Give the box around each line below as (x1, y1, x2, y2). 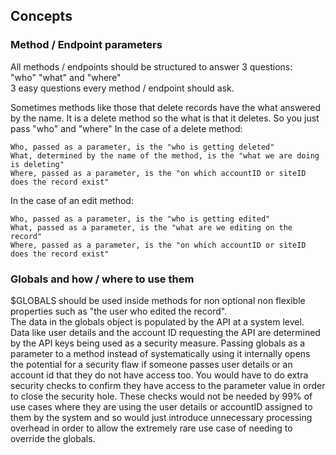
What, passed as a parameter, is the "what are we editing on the (10, 222, 293, 233)
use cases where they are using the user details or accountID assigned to (10, 400, 313, 413)
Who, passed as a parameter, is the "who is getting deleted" (10, 142, 275, 152)
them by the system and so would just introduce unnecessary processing (10, 411, 313, 423)
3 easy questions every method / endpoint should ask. (10, 82, 235, 94)
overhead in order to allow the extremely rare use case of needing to (10, 422, 293, 434)
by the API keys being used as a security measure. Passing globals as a (10, 337, 306, 349)
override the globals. (10, 432, 96, 444)
